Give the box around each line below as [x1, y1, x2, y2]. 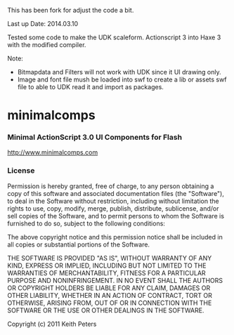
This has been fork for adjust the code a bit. [7, 6, 134, 14]
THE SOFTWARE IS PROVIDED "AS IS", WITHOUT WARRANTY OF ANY [7, 254, 212, 262]
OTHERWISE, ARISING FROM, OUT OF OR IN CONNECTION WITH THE [7, 298, 212, 307]
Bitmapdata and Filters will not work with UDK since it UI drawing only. [17, 68, 221, 76]
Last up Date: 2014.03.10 [7, 20, 79, 27]
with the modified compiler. [7, 41, 86, 48]
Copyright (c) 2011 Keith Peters [7, 320, 97, 328]
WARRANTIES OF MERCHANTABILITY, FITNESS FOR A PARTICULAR [7, 268, 206, 277]
